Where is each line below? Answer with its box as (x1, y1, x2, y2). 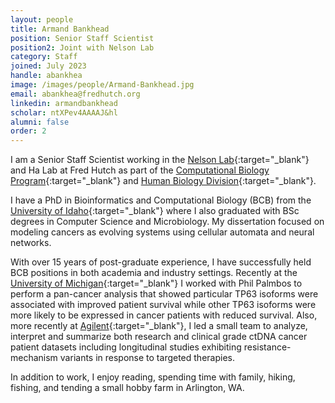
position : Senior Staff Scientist (10, 33, 155, 43)
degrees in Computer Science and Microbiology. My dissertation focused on (10, 216, 325, 228)
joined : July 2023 (10, 61, 87, 71)
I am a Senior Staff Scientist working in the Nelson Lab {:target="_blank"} (10, 154, 310, 166)
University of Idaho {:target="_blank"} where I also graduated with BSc (10, 205, 300, 217)
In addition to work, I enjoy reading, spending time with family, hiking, (10, 371, 296, 383)
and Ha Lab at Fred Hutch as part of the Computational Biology (10, 164, 270, 176)
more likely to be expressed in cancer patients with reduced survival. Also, (10, 309, 318, 321)
